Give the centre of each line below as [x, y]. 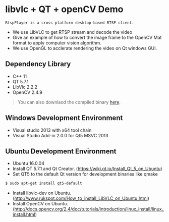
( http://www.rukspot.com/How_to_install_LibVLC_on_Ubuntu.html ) [81, 198]
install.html [24, 214]
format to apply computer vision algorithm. [57, 43]
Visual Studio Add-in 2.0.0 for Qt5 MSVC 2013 [60, 135]
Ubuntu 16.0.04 [28, 163]
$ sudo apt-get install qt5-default [44, 183]
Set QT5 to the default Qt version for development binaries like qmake [85, 174]
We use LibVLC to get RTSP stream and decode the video [72, 32]
